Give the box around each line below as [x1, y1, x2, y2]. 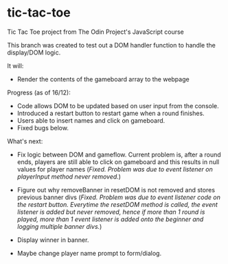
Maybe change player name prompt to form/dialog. [16, 249, 162, 257]
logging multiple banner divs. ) [16, 222, 102, 230]
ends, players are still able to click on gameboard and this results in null [16, 157, 220, 166]
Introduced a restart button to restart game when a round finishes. [16, 109, 205, 117]
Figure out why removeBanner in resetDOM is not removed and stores [16, 185, 215, 194]
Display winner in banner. [16, 236, 89, 244]
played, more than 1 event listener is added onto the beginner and [16, 215, 204, 223]
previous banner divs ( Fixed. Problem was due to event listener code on [16, 193, 221, 201]
